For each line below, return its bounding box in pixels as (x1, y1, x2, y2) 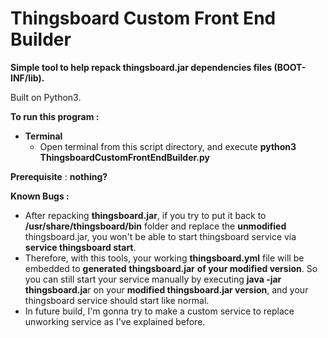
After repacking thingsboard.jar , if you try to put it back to (24, 209, 267, 221)
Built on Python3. (10, 91, 82, 103)
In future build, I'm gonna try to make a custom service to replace (24, 305, 295, 317)
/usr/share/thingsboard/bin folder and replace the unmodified (24, 220, 287, 232)
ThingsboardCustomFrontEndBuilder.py (39, 151, 211, 163)
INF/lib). (10, 72, 45, 84)
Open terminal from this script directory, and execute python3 (39, 140, 297, 152)
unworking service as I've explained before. (24, 315, 206, 327)
